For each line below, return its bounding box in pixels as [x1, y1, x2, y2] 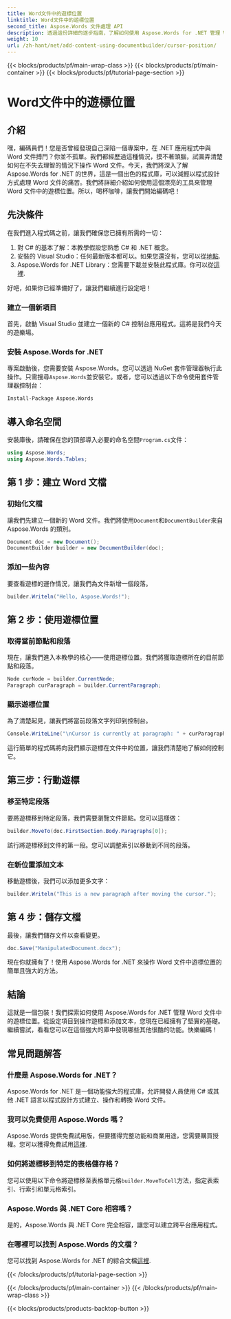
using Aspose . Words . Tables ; [7, 456, 88, 463]
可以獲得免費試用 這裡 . [25, 1140, 88, 1149]
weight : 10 [7, 36, 38, 43]
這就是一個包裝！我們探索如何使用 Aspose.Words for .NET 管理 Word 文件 [7, 1008, 217, 1017]
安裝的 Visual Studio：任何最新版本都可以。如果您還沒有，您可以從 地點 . [16, 252, 221, 260]
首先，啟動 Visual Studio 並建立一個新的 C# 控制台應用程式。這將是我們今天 [7, 320, 222, 328]
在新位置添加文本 [7, 860, 64, 869]
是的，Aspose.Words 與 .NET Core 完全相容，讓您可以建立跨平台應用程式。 [7, 1220, 221, 1229]
